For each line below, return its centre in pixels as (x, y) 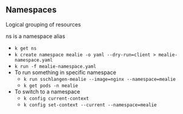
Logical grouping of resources (43, 24)
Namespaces (31, 10)
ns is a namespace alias (35, 36)
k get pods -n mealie (51, 86)
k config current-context (56, 98)
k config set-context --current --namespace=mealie (90, 105)
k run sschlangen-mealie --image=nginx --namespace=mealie (100, 79)
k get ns (25, 48)
